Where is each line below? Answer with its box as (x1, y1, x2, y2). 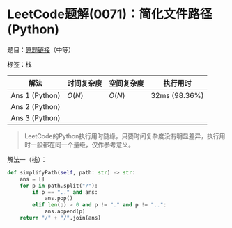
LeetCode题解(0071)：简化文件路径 (7, 6, 212, 22)
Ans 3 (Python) (10, 113, 61, 122)
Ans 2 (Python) (10, 101, 61, 111)
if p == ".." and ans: (32, 188, 98, 195)
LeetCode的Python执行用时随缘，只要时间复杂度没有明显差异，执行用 (24, 131, 226, 140)
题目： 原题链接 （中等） (7, 45, 75, 54)
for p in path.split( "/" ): (20, 182, 98, 189)
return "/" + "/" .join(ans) (20, 215, 101, 222)
